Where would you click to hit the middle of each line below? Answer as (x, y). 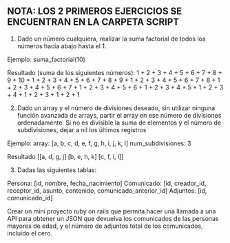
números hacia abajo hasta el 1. (62, 46)
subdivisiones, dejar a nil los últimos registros (82, 129)
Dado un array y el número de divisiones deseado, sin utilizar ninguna (116, 108)
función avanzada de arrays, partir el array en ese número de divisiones (119, 115)
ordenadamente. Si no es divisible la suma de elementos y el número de (119, 123)
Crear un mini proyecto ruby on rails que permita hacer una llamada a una (112, 211)
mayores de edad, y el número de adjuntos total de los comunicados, (105, 226)
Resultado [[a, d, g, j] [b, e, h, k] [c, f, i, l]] (65, 156)
